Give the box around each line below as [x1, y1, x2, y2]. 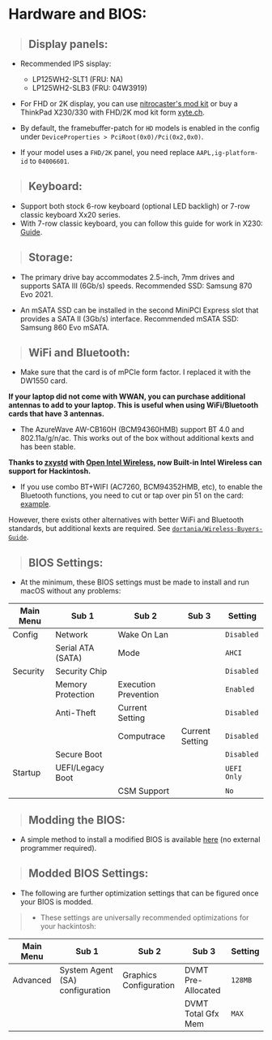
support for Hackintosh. [8, 466, 91, 476]
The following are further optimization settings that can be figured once [19, 888, 259, 898]
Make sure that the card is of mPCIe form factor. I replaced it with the [19, 367, 251, 378]
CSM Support [117, 785, 170, 796]
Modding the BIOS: [28, 813, 125, 826]
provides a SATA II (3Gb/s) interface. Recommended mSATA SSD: [19, 313, 239, 323]
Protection [55, 689, 95, 701]
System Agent [59, 964, 113, 975]
